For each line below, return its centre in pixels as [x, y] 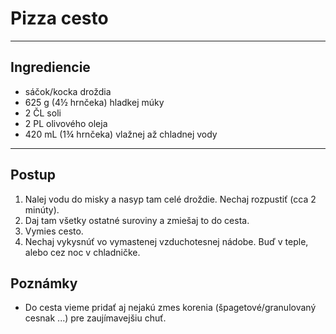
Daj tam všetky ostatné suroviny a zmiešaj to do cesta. [137, 220]
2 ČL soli [43, 113]
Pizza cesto [59, 18]
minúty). [42, 209]
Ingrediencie [50, 67]
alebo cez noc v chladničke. [82, 252]
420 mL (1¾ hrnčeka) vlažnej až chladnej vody [121, 134]
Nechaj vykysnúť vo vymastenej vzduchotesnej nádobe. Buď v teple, [166, 241]
